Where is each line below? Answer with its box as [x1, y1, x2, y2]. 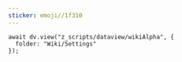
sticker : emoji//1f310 [8, 11, 83, 20]
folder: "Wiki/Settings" [15, 40, 97, 48]
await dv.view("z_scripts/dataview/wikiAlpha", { [8, 33, 175, 41]
